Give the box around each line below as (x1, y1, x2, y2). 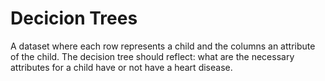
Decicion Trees (10, 7, 138, 30)
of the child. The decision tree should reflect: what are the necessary (10, 50, 295, 62)
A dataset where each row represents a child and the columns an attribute (10, 40, 316, 52)
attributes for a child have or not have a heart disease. (10, 61, 233, 73)
